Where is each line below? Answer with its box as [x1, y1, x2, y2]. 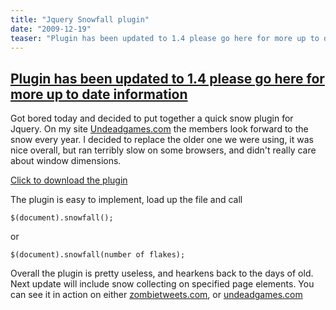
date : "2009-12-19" [10, 24, 92, 34]
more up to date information [10, 86, 188, 103]
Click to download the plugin [10, 174, 128, 186]
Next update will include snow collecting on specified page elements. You [10, 278, 315, 290]
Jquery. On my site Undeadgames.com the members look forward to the [10, 123, 309, 135]
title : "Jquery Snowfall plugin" [10, 14, 150, 25]
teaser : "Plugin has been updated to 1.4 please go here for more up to [10, 33, 320, 43]
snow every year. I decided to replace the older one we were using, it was [10, 134, 314, 146]
